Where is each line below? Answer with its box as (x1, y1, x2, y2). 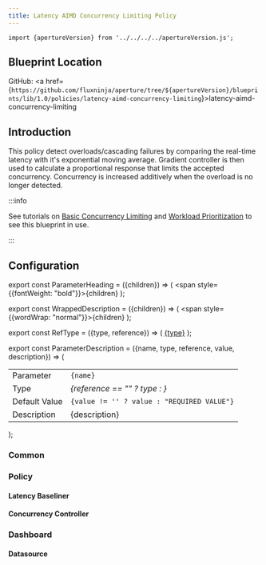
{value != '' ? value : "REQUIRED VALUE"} (70, 397, 234, 407)
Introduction (8, 125, 72, 138)
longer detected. (8, 181, 63, 190)
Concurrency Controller (8, 509, 89, 519)
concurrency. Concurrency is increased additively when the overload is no (8, 172, 253, 182)
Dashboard (8, 529, 53, 540)
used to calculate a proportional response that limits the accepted (8, 163, 225, 173)
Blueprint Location (8, 55, 102, 69)
